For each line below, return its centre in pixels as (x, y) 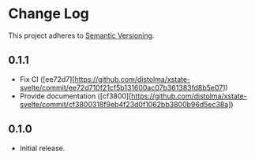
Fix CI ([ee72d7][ (47, 79)
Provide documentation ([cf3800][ (75, 96)
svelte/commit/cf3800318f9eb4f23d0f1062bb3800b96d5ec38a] (125, 104)
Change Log (49, 14)
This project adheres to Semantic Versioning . (81, 35)
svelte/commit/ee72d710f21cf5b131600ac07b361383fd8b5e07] (122, 87)
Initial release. (42, 148)
